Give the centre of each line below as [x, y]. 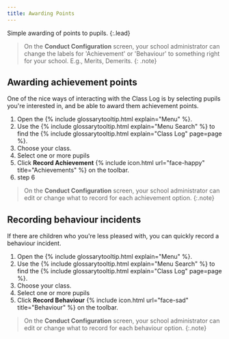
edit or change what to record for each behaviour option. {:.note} [115, 328]
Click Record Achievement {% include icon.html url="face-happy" [111, 163]
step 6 [26, 177]
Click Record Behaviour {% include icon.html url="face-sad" [103, 300]
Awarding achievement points [72, 83]
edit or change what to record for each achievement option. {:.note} [119, 198]
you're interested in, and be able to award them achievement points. [103, 106]
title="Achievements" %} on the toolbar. [73, 170]
